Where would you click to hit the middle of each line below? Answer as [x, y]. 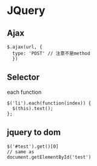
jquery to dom [34, 132]
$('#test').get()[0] [33, 147]
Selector [23, 78]
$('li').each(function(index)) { [49, 103]
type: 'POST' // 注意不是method [51, 54]
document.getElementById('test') [49, 157]
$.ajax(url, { [25, 47]
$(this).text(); [33, 108]
